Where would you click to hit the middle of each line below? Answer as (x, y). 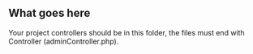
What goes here (49, 13)
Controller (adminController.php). (64, 41)
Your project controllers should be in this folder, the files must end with (126, 32)
